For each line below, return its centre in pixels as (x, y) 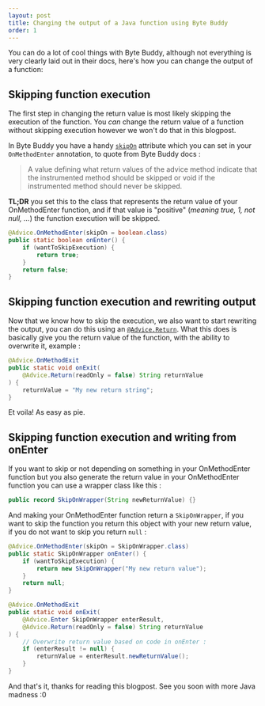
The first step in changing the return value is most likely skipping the (120, 114)
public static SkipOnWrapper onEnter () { (78, 554)
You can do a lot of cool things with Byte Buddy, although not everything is (130, 53)
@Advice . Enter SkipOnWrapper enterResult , (93, 619)
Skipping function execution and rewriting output (132, 302)
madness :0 (27, 694)
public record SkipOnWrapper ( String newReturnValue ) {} (102, 500)
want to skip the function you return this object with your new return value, (130, 524)
